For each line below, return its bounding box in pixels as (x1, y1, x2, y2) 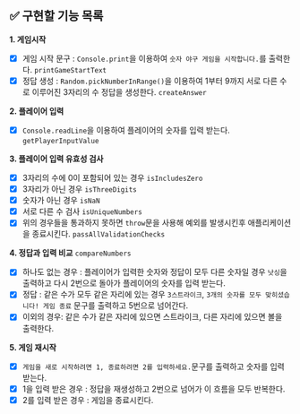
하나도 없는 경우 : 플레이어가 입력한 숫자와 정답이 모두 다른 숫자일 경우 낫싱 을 (21, 267, 288, 278)
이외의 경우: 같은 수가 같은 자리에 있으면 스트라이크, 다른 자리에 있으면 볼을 (21, 312, 283, 323)
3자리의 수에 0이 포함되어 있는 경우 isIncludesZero (21, 173, 203, 183)
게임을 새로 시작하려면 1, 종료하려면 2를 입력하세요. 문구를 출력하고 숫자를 (21, 361, 269, 372)
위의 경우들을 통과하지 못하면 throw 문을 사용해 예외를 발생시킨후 (21, 218, 246, 229)
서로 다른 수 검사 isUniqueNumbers (21, 206, 143, 217)
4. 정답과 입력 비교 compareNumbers (9, 247, 132, 258)
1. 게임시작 (9, 34, 47, 45)
